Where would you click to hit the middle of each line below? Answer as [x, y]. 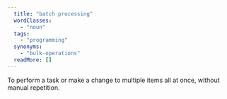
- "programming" [44, 40]
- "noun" [33, 27]
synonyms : [28, 47]
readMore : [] [33, 60]
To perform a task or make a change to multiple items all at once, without [114, 80]
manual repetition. [34, 87]
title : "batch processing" [53, 14]
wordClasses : [33, 21]
